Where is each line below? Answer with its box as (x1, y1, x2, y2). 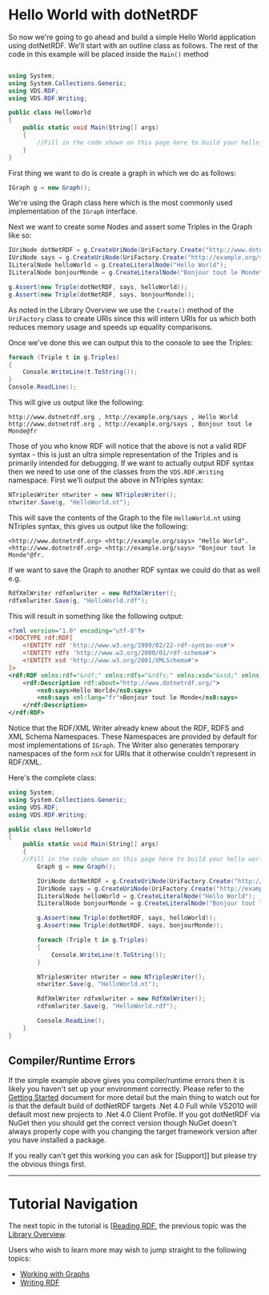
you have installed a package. (8, 1134, 106, 1145)
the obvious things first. (8, 1159, 86, 1169)
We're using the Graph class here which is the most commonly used (8, 198, 233, 208)
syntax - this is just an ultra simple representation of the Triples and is (8, 450, 239, 459)
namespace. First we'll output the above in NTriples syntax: (8, 475, 204, 485)
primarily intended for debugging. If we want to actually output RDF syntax (8, 458, 255, 468)
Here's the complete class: (8, 773, 97, 783)
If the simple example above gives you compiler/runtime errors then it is (8, 1075, 245, 1085)
